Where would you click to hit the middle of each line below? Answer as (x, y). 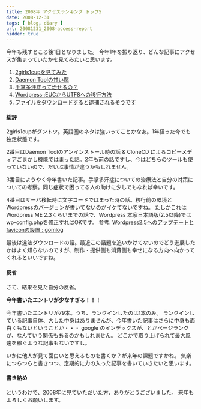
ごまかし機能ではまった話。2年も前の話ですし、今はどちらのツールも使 (105, 159)
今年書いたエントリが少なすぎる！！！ (53, 300)
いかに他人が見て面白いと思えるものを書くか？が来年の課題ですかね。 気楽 (99, 356)
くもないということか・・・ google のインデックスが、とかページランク (100, 327)
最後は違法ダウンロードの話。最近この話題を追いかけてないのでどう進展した (101, 243)
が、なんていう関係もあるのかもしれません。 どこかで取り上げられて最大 (96, 335)
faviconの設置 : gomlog (35, 230)
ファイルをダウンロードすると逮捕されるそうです (75, 102)
